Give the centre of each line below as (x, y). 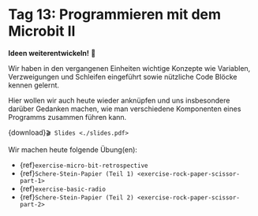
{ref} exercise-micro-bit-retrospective (84, 165)
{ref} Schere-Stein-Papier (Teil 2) (77, 197)
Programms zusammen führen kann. (67, 117)
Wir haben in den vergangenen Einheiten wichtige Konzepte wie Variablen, (129, 68)
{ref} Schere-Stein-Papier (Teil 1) (77, 173)
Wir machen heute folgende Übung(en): (73, 149)
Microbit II (42, 31)
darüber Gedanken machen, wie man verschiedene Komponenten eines (125, 109)
